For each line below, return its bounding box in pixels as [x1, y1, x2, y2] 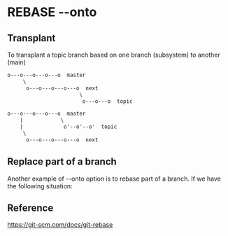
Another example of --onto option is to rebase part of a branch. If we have [7, 174, 222, 183]
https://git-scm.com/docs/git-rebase [7, 221, 113, 229]
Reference [7, 202, 54, 214]
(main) [7, 58, 26, 67]
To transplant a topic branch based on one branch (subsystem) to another [7, 50, 220, 59]
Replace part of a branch [7, 155, 117, 168]
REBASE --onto [7, 4, 97, 20]
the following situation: [7, 181, 73, 190]
